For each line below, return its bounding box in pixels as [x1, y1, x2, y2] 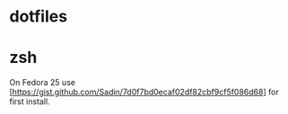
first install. [9, 96, 51, 107]
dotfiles [9, 6, 68, 27]
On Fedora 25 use [9, 77, 76, 88]
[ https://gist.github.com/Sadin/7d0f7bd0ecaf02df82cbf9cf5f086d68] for [9, 87, 280, 98]
